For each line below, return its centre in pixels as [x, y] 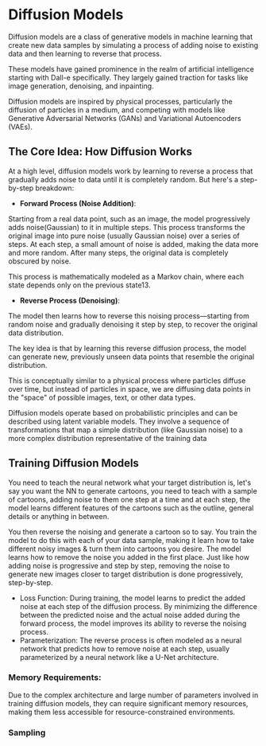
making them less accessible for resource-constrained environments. [122, 712]
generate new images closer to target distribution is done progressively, [126, 574]
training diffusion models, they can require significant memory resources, [128, 703]
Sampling [27, 732]
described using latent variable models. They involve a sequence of [119, 421]
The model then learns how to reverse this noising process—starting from [129, 315]
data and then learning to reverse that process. [85, 53]
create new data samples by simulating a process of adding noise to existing [133, 45]
